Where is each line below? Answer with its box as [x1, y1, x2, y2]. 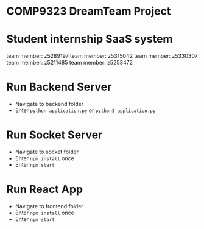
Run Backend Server [6, 80, 112, 94]
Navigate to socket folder [15, 148, 79, 155]
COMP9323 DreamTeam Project [6, 4, 171, 18]
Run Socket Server [6, 128, 103, 142]
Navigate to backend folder [15, 100, 84, 108]
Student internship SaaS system [6, 32, 173, 46]
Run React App [6, 183, 83, 196]
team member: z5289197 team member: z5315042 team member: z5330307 [6, 52, 198, 60]
